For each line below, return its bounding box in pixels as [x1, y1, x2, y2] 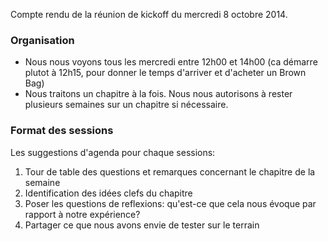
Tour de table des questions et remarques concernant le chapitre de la [24, 165, 316, 178]
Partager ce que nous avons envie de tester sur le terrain [24, 219, 260, 231]
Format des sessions [10, 124, 114, 138]
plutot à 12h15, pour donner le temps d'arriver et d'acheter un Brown [24, 67, 307, 79]
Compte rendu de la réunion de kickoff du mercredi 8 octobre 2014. [10, 9, 288, 20]
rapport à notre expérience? [24, 208, 141, 220]
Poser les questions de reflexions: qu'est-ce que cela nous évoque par [24, 197, 317, 209]
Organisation [10, 33, 75, 47]
